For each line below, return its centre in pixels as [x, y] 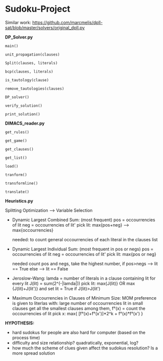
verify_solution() [24, 106]
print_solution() [23, 114]
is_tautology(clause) [27, 80]
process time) [26, 338]
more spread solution [33, 353]
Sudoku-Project [38, 9]
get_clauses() [20, 149]
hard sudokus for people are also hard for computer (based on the [79, 332]
